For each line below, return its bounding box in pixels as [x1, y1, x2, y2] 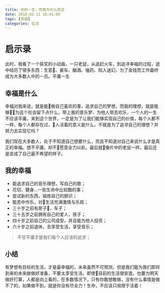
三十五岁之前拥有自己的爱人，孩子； [12, 211, 86, 217]
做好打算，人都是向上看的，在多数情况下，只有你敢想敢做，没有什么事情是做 [5, 276, 160, 282]
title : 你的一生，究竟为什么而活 [5, 7, 65, 12]
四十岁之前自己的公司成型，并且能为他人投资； [12, 218, 107, 223]
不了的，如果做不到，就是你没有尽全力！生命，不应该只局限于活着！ [5, 282, 143, 289]
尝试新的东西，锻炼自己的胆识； [12, 193, 77, 199]
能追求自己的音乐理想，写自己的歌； [12, 181, 86, 186]
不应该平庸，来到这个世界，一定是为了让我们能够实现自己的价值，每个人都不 [5, 115, 160, 121]
